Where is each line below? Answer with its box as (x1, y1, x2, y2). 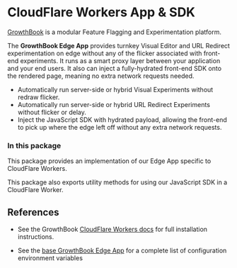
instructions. (17, 233, 54, 241)
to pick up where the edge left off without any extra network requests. (17, 123, 222, 131)
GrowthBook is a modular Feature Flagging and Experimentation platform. (7, 28, 221, 36)
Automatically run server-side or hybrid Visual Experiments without (17, 85, 214, 94)
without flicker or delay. (17, 108, 87, 116)
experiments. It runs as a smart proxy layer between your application (20, 56, 221, 65)
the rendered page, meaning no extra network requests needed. (7, 72, 195, 80)
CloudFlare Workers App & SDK (7, 4, 196, 21)
